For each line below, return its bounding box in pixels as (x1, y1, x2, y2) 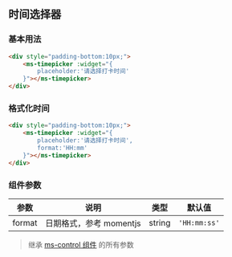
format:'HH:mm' (37, 144, 88, 152)
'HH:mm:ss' (177, 218, 220, 227)
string (148, 217, 171, 228)
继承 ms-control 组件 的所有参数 (27, 239, 134, 249)
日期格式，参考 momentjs (45, 218, 141, 229)
